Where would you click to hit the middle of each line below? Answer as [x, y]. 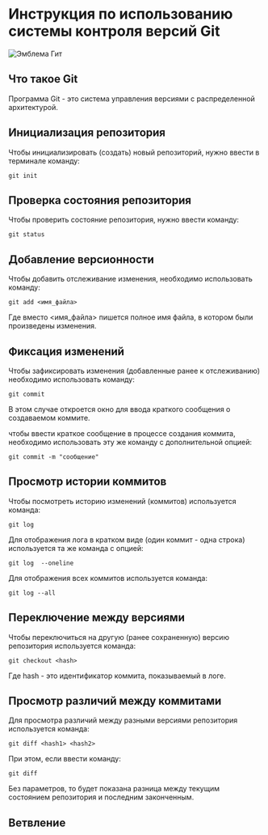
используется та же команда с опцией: [76, 548]
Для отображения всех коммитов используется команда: [108, 578]
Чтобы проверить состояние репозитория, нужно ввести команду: [124, 220]
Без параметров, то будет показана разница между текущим [114, 789]
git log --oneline [41, 563]
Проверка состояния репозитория [100, 200]
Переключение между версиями [97, 618]
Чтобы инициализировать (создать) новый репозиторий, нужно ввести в [134, 152]
